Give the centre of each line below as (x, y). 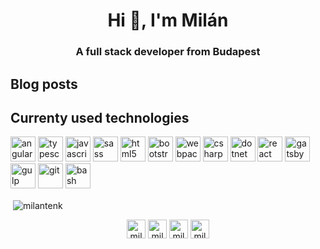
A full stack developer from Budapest (168, 52)
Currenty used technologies (100, 117)
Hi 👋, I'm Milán (168, 20)
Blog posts (44, 84)
